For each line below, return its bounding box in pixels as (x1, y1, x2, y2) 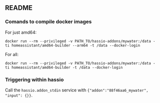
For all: (5, 51, 18, 57)
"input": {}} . (5, 92, 33, 98)
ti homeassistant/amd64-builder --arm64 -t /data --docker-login (5, 43, 140, 48)
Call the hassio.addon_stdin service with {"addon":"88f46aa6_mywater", (5, 87, 149, 93)
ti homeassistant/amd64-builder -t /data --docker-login (5, 65, 123, 70)
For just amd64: (5, 29, 37, 35)
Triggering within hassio (5, 76, 64, 83)
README (5, 4, 33, 12)
